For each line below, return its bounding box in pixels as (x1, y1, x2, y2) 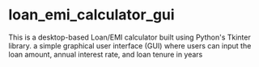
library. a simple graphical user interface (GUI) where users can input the (8, 40, 252, 50)
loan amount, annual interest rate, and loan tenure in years (8, 49, 203, 59)
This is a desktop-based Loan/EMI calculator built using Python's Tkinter (8, 32, 251, 42)
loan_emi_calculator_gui (8, 6, 176, 24)
